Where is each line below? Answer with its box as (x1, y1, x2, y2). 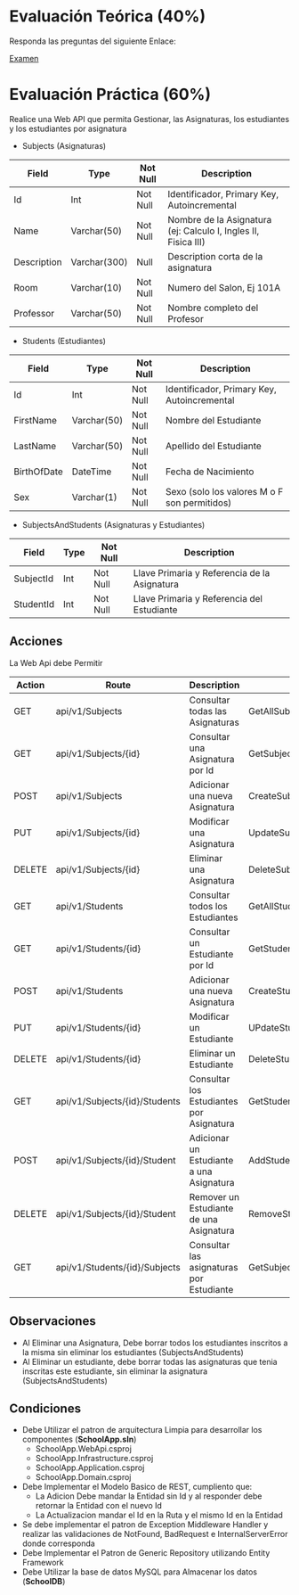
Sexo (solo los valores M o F (166, 485, 284, 497)
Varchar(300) (70, 256, 128, 268)
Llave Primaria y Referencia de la (133, 566, 271, 579)
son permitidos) (166, 497, 232, 509)
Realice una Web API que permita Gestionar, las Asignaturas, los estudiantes (9, 113, 290, 124)
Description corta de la (167, 250, 263, 262)
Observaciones (9, 1313, 96, 1329)
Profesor (167, 312, 205, 325)
